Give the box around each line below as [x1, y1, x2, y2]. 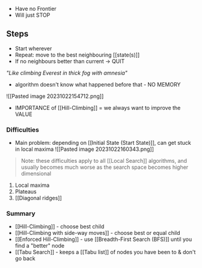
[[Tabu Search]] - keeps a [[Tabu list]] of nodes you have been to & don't [14, 249, 196, 256]
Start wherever [14, 44, 52, 52]
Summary [6, 210, 36, 218]
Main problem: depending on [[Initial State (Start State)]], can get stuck [14, 139, 191, 147]
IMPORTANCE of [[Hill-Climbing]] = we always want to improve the [14, 104, 181, 111]
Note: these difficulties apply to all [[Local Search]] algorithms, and [20, 157, 188, 165]
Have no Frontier [14, 5, 57, 12]
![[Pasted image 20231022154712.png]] [6, 93, 104, 100]
